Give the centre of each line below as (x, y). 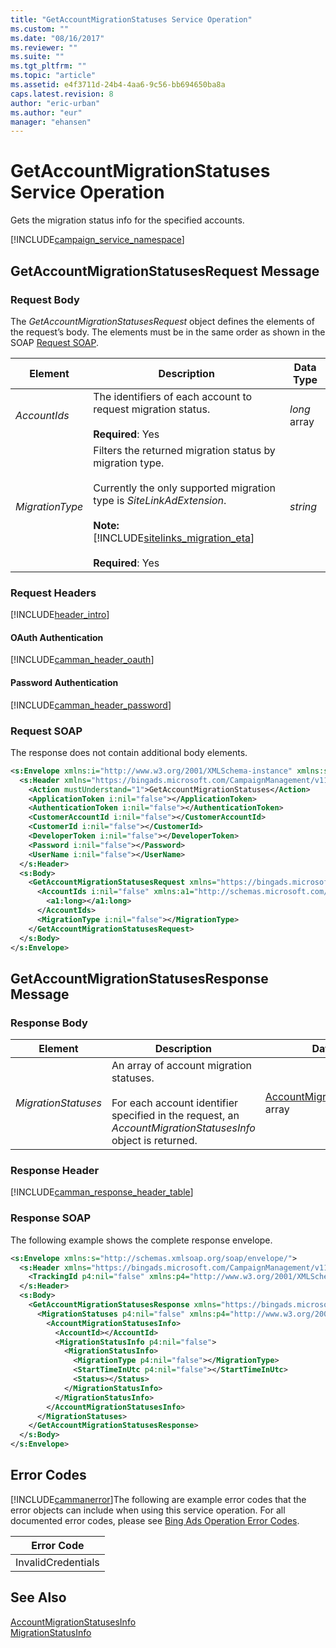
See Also (38, 1597)
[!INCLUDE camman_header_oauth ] (82, 660)
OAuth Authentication (57, 637)
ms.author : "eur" (46, 112)
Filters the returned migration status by (184, 450)
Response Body (49, 1023)
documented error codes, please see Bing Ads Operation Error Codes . (155, 1520)
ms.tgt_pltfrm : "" (48, 66)
